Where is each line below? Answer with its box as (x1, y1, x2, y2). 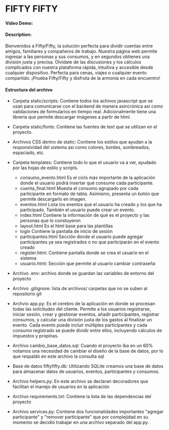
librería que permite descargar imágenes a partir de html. (12, 114, 131, 120)
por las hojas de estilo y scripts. (12, 165, 79, 171)
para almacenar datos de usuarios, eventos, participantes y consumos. (12, 368, 160, 374)
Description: (5, 31, 32, 38)
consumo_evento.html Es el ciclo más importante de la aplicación (20, 175, 155, 181)
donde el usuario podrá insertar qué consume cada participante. (20, 180, 154, 186)
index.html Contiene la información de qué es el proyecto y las (20, 212, 150, 218)
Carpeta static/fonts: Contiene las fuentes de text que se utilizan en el (12, 124, 157, 130)
